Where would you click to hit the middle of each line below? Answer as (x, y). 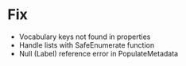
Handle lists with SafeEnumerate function (87, 45)
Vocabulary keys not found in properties (85, 37)
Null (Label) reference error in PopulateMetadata (99, 53)
